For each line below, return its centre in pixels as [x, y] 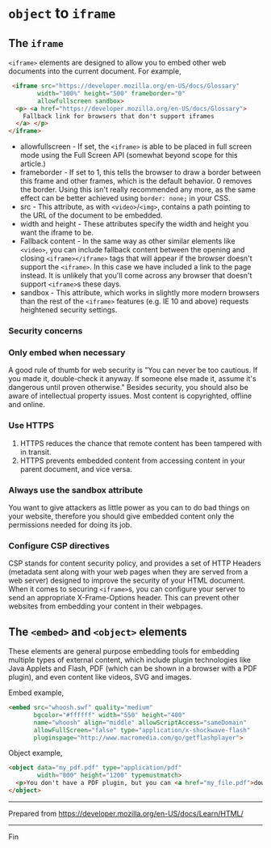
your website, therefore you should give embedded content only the [121, 516]
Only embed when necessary [67, 352]
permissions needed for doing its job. [70, 524]
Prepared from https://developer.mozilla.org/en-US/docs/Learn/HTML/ [126, 813]
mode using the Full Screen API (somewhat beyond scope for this [129, 155]
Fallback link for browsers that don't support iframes [119, 116]
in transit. [35, 452]
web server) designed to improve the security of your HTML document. [127, 581]
